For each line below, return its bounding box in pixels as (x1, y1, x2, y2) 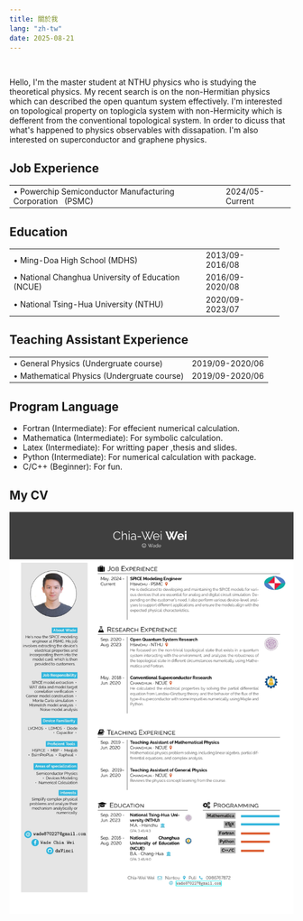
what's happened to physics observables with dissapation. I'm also (9, 124, 259, 135)
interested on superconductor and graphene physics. (9, 134, 207, 145)
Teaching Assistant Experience (9, 332, 189, 347)
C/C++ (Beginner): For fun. (22, 461, 124, 473)
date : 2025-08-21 (9, 33, 75, 42)
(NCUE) (13, 281, 42, 292)
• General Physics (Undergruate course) (13, 357, 164, 369)
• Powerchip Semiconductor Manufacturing (13, 186, 175, 197)
